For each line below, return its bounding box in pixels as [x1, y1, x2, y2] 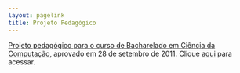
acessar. [8, 57, 36, 67]
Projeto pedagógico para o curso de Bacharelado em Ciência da [8, 40, 216, 49]
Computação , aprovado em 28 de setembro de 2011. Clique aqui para [8, 49, 233, 58]
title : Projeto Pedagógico [8, 19, 96, 27]
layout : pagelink [8, 11, 65, 20]
